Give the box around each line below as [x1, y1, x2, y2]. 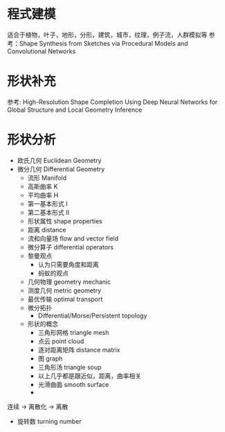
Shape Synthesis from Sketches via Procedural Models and [19, 39, 188, 47]
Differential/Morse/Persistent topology [37, 311, 147, 320]
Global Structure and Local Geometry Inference [7, 105, 143, 114]
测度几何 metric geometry [27, 286, 102, 295]
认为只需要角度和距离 [37, 260, 99, 268]
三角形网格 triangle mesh [37, 328, 109, 336]
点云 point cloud [37, 337, 84, 345]
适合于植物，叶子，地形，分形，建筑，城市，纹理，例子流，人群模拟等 [7, 31, 208, 39]
